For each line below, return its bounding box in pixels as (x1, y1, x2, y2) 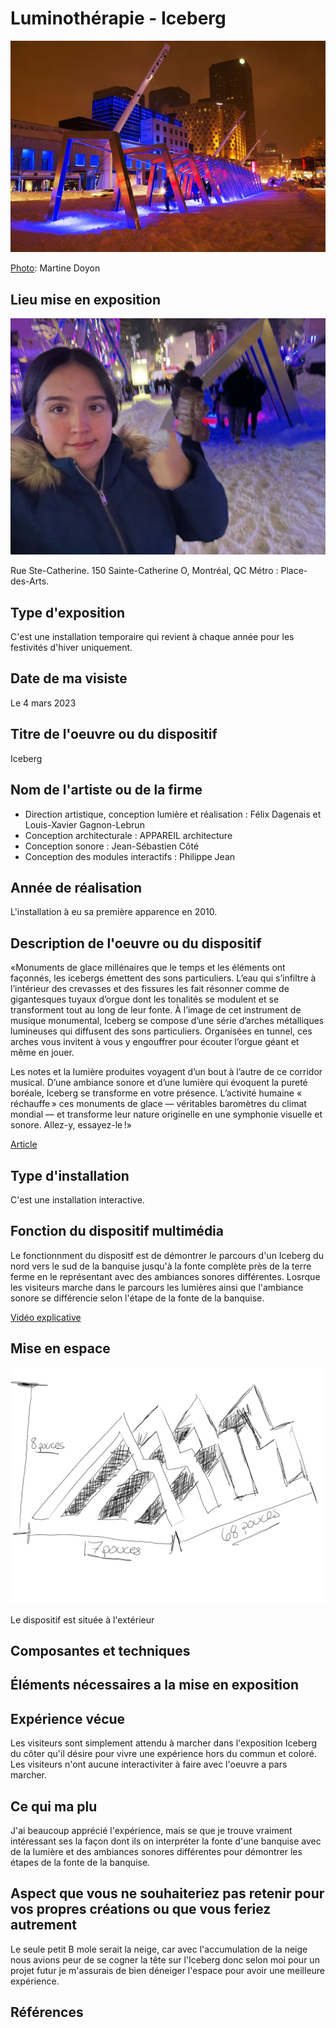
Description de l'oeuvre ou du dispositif (10, 935, 262, 952)
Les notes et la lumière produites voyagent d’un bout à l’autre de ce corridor (10, 1066, 323, 1078)
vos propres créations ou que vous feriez (10, 1901, 272, 1918)
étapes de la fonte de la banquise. (10, 1856, 151, 1868)
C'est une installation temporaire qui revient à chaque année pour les (10, 631, 295, 643)
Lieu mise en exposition (10, 291, 161, 308)
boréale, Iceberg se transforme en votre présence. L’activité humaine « (10, 1087, 303, 1099)
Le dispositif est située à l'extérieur (10, 1613, 155, 1626)
